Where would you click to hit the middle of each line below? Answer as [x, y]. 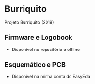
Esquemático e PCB [35, 65]
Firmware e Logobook [38, 38]
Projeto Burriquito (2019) [29, 22]
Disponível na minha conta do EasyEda [51, 76]
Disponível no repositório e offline [46, 49]
